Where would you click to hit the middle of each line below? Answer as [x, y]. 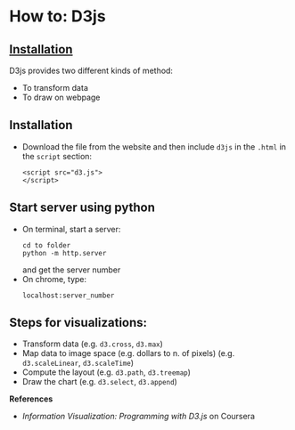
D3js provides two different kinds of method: [91, 70]
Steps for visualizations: [78, 323]
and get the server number [71, 270]
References [31, 399]
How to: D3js [57, 16]
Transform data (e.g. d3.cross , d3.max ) [92, 344]
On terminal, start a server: [71, 229]
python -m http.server [64, 253]
